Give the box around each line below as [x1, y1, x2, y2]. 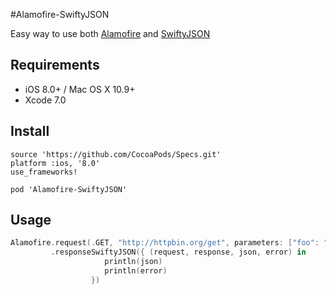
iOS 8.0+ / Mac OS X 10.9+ [24, 83, 136, 95]
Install [10, 123, 50, 140]
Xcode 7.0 [24, 94, 67, 106]
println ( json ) [104, 257, 163, 267]
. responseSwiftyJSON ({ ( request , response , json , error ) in [50, 247, 307, 258]
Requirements [10, 57, 100, 74]
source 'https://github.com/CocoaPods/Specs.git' [10, 149, 222, 159]
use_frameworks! [10, 167, 78, 177]
